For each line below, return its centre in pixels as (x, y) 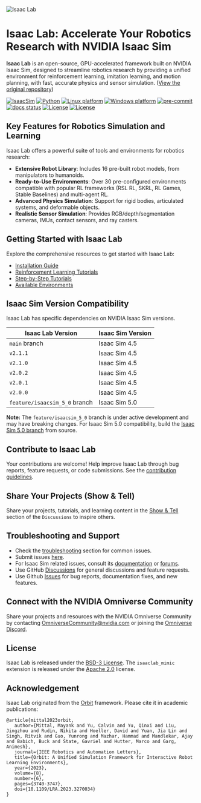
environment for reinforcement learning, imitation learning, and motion (94, 76)
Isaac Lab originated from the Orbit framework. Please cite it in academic (97, 703)
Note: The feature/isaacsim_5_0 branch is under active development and (97, 417)
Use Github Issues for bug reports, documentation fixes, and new (96, 576)
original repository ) (30, 89)
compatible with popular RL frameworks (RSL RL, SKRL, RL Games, (98, 188)
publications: (22, 709)
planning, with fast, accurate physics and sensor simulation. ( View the (93, 82)
